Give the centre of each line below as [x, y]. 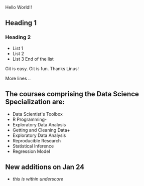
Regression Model [31, 151]
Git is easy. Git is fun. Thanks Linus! [42, 68]
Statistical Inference [33, 146]
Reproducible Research [37, 140]
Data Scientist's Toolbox [37, 114]
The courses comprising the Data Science [72, 94]
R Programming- [30, 119]
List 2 [18, 53]
